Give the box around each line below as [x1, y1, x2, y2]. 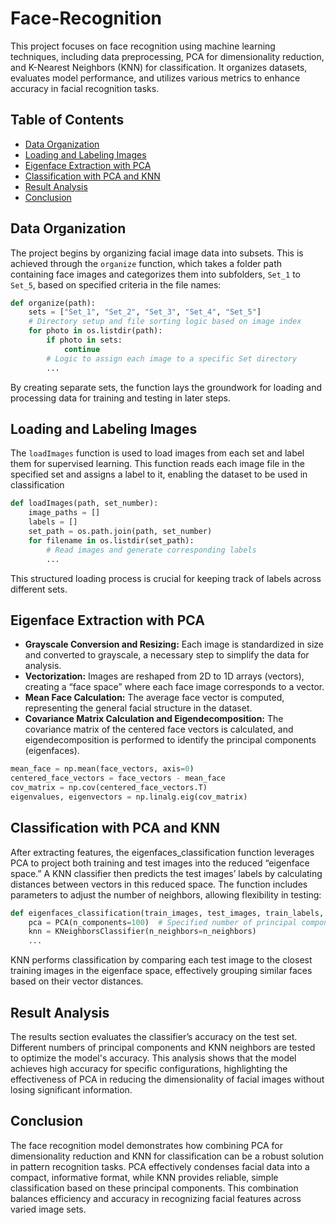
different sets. [10, 583, 68, 595]
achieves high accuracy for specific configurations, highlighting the [10, 1062, 288, 1074]
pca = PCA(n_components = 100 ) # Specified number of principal [28, 917, 298, 927]
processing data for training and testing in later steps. [10, 392, 232, 404]
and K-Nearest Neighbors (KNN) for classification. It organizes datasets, [10, 61, 308, 73]
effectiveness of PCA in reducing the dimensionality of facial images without [10, 1073, 325, 1085]
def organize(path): [10, 298, 97, 308]
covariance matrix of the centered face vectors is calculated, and [24, 723, 294, 736]
